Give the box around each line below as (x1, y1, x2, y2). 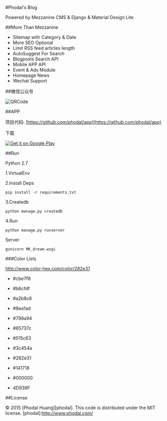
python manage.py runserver (5, 228, 65, 233)
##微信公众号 (5, 88, 34, 94)
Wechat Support (12, 78, 47, 84)
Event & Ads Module (12, 67, 56, 73)
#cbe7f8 (12, 275, 31, 282)
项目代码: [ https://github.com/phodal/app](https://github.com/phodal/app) (5, 119, 162, 125)
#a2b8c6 (12, 295, 32, 302)
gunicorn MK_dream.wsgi (5, 247, 56, 252)
